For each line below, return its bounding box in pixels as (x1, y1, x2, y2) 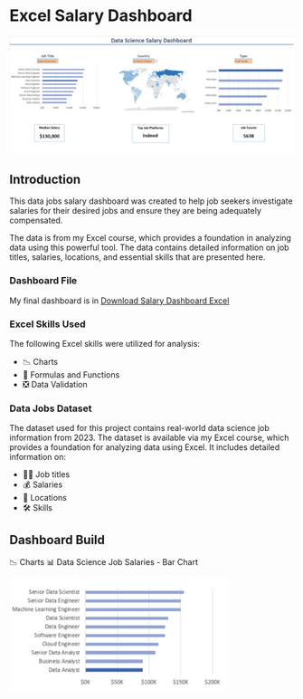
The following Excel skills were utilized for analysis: (9, 339, 201, 349)
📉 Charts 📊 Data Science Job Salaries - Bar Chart (9, 557, 199, 568)
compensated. (9, 215, 63, 226)
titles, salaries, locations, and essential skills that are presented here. (9, 252, 266, 263)
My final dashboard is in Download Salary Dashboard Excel (9, 295, 230, 306)
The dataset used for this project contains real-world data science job (9, 423, 270, 434)
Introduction (9, 172, 81, 187)
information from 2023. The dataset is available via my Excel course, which (9, 432, 289, 444)
